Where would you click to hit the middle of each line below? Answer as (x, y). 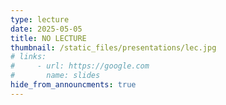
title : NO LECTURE (48, 38)
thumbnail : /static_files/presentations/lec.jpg (113, 47)
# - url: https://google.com (80, 66)
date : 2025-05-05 (46, 29)
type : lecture (40, 19)
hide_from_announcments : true (73, 85)
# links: (28, 57)
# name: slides (55, 76)
